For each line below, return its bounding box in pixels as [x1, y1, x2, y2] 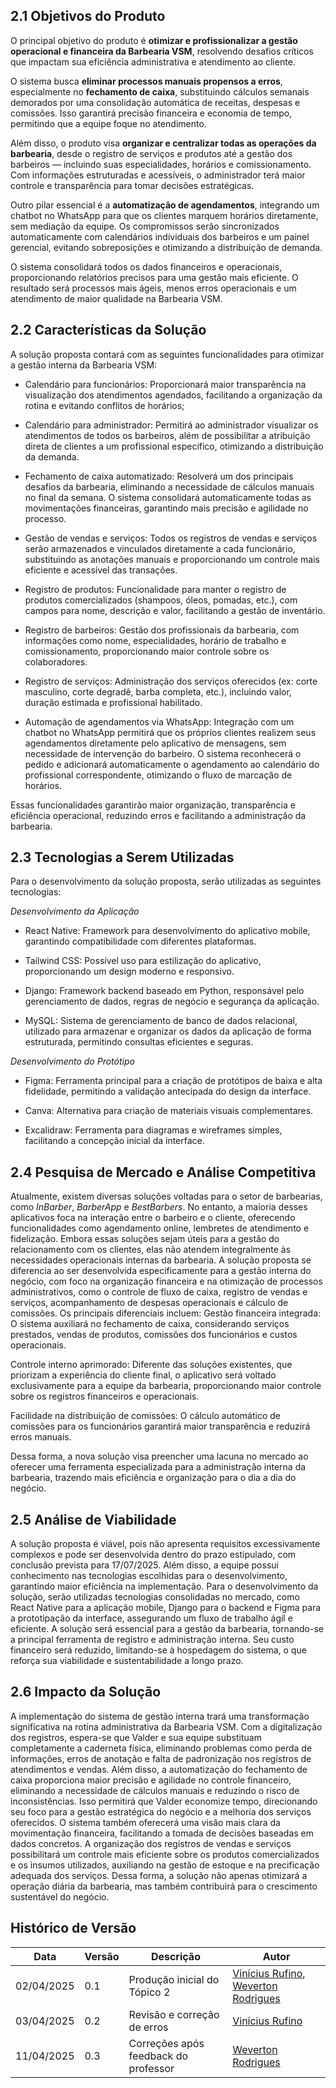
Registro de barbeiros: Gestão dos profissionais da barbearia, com [24, 624, 300, 636]
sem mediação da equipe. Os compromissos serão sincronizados [10, 220, 280, 232]
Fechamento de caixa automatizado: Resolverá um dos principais [24, 470, 294, 482]
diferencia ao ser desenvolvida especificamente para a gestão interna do [10, 1265, 312, 1277]
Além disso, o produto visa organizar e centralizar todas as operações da [10, 137, 317, 149]
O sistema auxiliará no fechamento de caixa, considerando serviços [10, 1318, 290, 1330]
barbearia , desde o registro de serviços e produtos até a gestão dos [10, 147, 293, 159]
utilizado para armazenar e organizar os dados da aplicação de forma [24, 1025, 312, 1038]
